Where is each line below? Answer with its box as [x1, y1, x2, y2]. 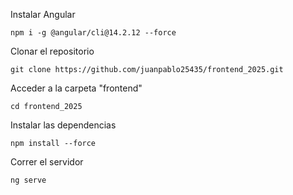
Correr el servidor [10, 156, 84, 168]
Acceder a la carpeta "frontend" [10, 82, 143, 94]
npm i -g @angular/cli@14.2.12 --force [10, 28, 177, 38]
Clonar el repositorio [10, 45, 95, 57]
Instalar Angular [10, 9, 76, 20]
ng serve [10, 175, 47, 185]
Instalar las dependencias [10, 119, 117, 131]
